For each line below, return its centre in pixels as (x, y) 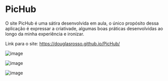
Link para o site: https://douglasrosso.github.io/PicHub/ (63, 43)
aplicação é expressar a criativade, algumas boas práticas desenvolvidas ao (84, 28)
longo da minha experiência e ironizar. (45, 34)
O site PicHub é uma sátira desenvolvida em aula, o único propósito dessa (82, 23)
